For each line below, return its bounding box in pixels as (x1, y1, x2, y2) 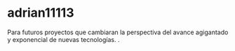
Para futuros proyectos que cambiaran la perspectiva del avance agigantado (7, 28, 229, 36)
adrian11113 (7, 5, 74, 21)
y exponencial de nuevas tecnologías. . (7, 35, 120, 43)
